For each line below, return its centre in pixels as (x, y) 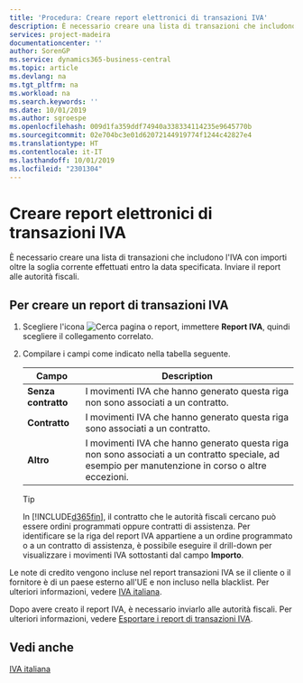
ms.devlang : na (38, 77)
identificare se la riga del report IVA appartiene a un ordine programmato (157, 536)
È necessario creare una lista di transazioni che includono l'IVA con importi (148, 257)
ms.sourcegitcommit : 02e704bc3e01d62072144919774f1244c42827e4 (131, 135)
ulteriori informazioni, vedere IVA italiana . (86, 592)
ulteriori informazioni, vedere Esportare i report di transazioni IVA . (131, 619)
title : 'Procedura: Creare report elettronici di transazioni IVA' (139, 18)
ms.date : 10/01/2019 (48, 110)
